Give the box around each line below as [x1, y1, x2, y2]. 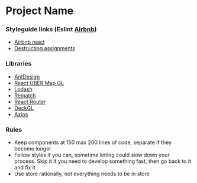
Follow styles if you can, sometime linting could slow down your [14, 152, 170, 159]
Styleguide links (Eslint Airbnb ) [5, 25, 97, 34]
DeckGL [14, 104, 34, 112]
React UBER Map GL [14, 79, 64, 86]
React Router [14, 98, 46, 105]
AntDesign [14, 73, 40, 80]
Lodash [14, 86, 33, 93]
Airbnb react [14, 38, 45, 45]
